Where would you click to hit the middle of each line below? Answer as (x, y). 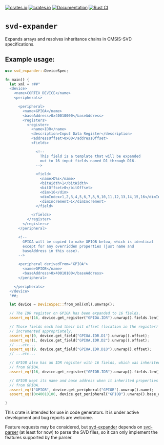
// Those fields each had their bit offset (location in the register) (84, 327)
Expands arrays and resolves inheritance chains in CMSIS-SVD (68, 39)
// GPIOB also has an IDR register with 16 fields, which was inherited (85, 363)
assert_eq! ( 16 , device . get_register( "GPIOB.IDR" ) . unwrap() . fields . (80, 372)
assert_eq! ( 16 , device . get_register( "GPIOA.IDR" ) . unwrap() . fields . (80, 318)
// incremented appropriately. (41, 331)
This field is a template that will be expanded (90, 156)
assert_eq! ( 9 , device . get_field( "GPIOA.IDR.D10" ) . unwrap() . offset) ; (81, 349)
